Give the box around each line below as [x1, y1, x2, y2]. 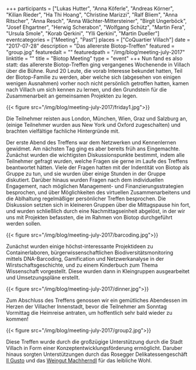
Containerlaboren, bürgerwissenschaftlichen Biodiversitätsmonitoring [6, 249, 174, 256]
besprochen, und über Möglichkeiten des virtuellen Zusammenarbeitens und [6, 189, 191, 196]
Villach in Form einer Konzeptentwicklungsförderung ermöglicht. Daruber [6, 345, 183, 351]
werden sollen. [6, 220, 42, 227]
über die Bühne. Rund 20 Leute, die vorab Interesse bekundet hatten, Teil [6, 68, 183, 74]
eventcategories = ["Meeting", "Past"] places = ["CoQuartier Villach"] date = [6, 36, 191, 43]
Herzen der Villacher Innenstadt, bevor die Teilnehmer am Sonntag [6, 303, 167, 310]
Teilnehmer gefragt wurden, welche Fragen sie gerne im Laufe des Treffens [6, 158, 188, 164]
